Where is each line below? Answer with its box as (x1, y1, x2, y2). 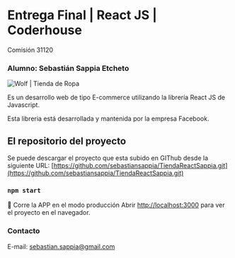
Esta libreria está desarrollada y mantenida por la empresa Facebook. (7, 114, 210, 123)
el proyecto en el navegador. (7, 208, 91, 217)
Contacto (7, 226, 40, 236)
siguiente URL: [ (7, 162, 55, 170)
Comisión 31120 (7, 45, 54, 54)
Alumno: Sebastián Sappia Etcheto (7, 63, 130, 73)
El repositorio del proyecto (7, 135, 126, 147)
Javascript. (7, 101, 40, 109)
